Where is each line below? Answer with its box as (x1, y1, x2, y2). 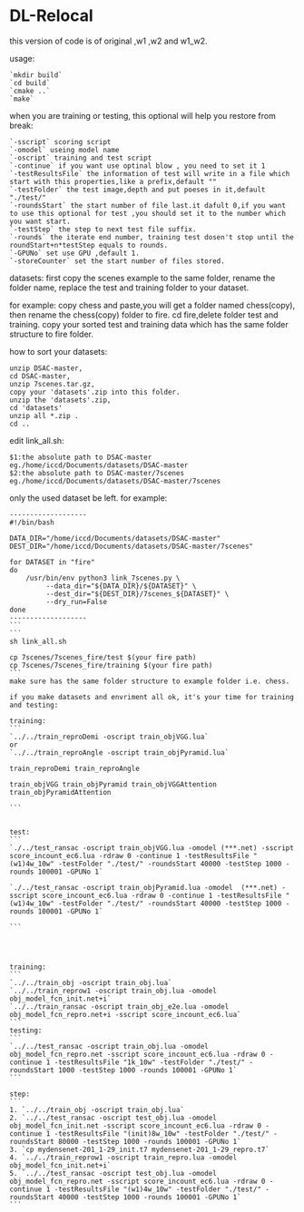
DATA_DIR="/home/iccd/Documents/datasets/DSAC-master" (9, 533, 221, 542)
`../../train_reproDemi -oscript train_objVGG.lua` (9, 732, 209, 741)
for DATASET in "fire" (9, 557, 95, 567)
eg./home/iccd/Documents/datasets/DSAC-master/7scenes (9, 476, 221, 485)
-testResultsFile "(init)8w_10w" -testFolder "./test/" (54, 1129, 270, 1139)
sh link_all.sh (9, 637, 67, 646)
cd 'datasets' (9, 403, 64, 413)
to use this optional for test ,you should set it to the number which (9, 209, 286, 218)
